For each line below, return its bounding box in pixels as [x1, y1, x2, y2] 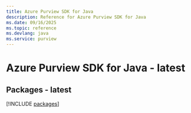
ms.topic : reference [6, 25, 57, 31]
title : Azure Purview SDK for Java [6, 8, 94, 15]
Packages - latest [6, 85, 72, 95]
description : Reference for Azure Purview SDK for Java [6, 14, 146, 20]
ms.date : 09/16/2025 [6, 19, 57, 25]
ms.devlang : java [6, 31, 49, 36]
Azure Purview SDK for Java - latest [6, 61, 186, 75]
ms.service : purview [6, 36, 57, 42]
